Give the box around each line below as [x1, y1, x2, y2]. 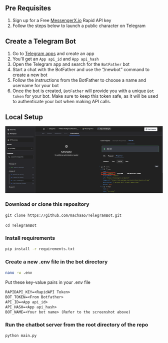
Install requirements [5, 234, 55, 241]
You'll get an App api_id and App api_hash [12, 56, 99, 62]
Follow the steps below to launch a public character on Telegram [12, 23, 146, 29]
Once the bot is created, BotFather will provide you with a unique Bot [12, 88, 154, 94]
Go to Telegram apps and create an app [12, 50, 94, 57]
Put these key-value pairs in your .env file [5, 279, 91, 285]
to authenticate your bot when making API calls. [12, 98, 111, 104]
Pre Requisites [5, 4, 51, 13]
